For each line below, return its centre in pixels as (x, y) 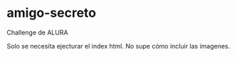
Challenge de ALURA (37, 32)
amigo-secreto (52, 13)
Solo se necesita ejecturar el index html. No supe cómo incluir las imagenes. (118, 46)
